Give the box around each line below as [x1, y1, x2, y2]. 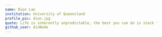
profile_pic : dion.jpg [5, 16, 51, 21]
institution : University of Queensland [5, 12, 85, 16]
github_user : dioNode [5, 25, 49, 30]
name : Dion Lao [5, 7, 36, 12]
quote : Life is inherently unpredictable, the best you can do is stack [5, 20, 154, 25]
